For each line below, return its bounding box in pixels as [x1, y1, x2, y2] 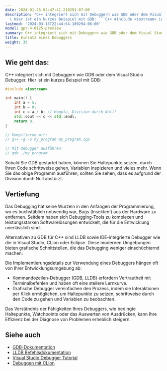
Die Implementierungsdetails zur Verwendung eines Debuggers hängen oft [5, 260, 159, 266]
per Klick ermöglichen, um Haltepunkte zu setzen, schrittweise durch [12, 291, 154, 297]
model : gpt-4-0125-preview [5, 26, 61, 31]
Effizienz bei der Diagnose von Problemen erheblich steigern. [5, 316, 131, 322]
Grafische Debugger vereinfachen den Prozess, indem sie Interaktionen [12, 285, 160, 291]
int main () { [5, 95, 32, 100]
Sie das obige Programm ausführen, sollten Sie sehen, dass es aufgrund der [5, 170, 162, 176]
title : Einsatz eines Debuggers [5, 35, 72, 40]
